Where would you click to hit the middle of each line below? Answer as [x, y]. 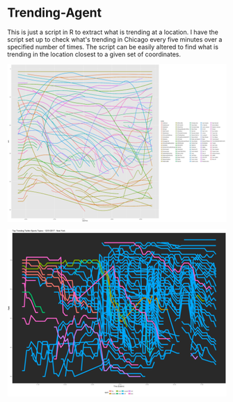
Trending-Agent [55, 13]
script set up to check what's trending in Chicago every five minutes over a [115, 39]
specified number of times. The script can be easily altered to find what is [113, 47]
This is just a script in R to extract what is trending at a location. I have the [113, 32]
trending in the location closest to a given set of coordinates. [94, 54]
